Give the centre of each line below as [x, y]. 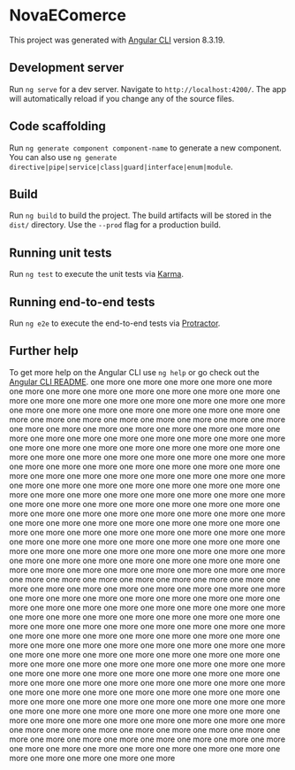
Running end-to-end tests [82, 302]
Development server [67, 68]
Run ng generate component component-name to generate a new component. [146, 148]
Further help [44, 351]
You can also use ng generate [63, 157]
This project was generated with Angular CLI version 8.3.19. [117, 40]
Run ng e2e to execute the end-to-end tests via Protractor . [115, 323]
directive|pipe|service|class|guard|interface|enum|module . [121, 166]
